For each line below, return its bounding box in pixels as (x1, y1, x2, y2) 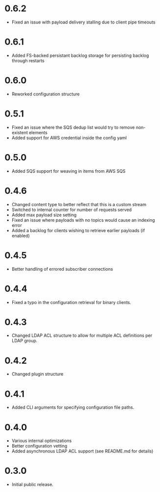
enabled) (11, 233, 30, 238)
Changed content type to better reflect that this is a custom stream (11, 201, 146, 207)
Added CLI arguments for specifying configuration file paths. (11, 404, 135, 410)
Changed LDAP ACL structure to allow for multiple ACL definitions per (11, 332, 153, 338)
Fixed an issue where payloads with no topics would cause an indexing (11, 217, 155, 223)
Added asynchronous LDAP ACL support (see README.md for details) (11, 448, 154, 454)
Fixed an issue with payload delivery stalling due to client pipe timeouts (11, 19, 156, 25)
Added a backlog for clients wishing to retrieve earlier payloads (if (11, 227, 145, 233)
